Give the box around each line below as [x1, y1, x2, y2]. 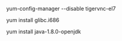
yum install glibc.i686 [6, 17, 60, 23]
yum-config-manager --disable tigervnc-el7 [6, 5, 116, 12]
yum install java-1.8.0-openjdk [6, 28, 82, 35]
